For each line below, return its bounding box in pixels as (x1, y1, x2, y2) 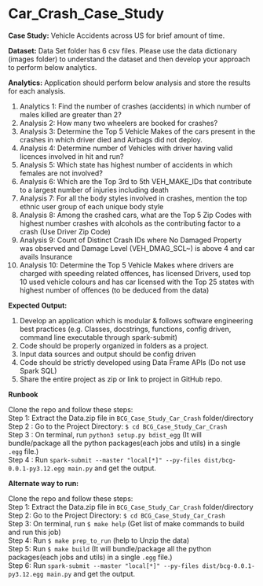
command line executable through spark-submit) (19, 332, 178, 342)
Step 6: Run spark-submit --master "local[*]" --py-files (8, 560, 199, 570)
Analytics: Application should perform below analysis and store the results (8, 78, 251, 87)
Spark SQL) (19, 366, 57, 375)
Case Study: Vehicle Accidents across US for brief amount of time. (8, 31, 225, 40)
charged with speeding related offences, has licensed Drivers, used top (19, 268, 251, 278)
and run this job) (8, 527, 61, 536)
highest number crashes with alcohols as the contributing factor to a (19, 218, 241, 228)
